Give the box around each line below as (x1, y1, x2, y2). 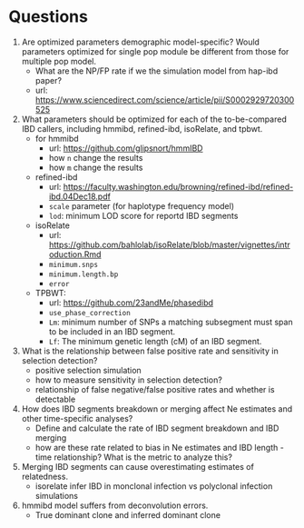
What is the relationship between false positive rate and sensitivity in (21, 345, 279, 356)
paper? (34, 75, 63, 85)
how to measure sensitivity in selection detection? (34, 374, 223, 385)
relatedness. (21, 471, 69, 482)
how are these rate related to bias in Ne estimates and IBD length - (34, 442, 285, 453)
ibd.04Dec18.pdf (48, 191, 111, 202)
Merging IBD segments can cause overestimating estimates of (21, 461, 255, 472)
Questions (8, 6, 88, 27)
